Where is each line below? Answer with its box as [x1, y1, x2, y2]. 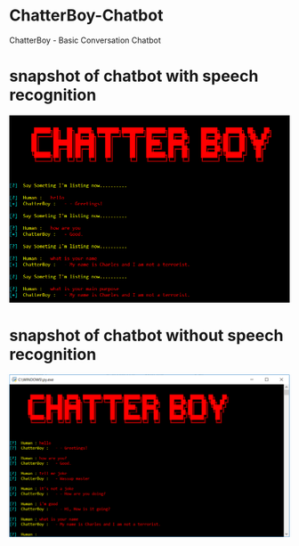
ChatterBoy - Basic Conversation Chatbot [9, 35, 162, 45]
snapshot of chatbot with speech [9, 66, 259, 86]
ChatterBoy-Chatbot [9, 5, 164, 26]
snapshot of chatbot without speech [9, 326, 284, 346]
